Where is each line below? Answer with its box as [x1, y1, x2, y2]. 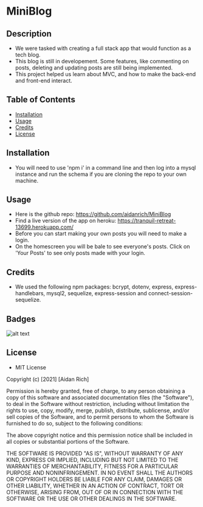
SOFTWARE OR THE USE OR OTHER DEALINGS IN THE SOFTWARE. [6, 495, 177, 502]
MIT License [15, 363, 47, 371]
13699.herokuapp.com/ [15, 223, 74, 231]
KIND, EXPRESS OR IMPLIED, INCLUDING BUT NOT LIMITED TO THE [6, 456, 179, 463]
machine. [15, 177, 39, 184]
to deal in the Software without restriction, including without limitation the [6, 400, 190, 407]
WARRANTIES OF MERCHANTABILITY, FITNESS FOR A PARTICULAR [6, 463, 178, 470]
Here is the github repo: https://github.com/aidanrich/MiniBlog [15, 211, 171, 218]
